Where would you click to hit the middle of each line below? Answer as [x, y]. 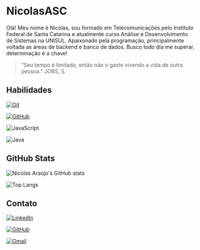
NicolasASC [37, 11]
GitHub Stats [31, 158]
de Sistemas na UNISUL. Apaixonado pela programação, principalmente [95, 40]
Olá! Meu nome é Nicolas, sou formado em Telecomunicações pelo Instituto [100, 28]
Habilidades [29, 90]
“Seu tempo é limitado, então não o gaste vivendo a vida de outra [102, 65]
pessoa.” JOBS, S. [43, 71]
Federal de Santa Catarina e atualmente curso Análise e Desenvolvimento [97, 34]
